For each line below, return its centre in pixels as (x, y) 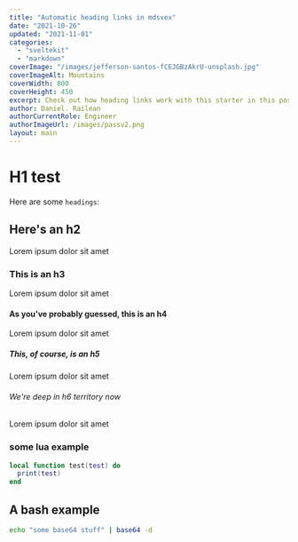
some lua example (49, 447)
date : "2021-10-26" (45, 26)
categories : (31, 42)
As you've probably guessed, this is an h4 (88, 314)
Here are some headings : (55, 202)
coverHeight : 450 (41, 92)
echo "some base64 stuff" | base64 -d (81, 530)
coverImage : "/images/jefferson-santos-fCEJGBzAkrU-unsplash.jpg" (134, 68)
